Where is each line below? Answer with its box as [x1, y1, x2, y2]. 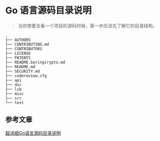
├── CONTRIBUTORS [5, 46, 43, 51]
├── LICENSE [5, 51, 31, 56]
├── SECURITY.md [5, 69, 40, 74]
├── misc [5, 91, 24, 96]
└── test [5, 100, 24, 105]
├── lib [5, 87, 22, 92]
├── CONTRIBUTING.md [5, 42, 50, 47]
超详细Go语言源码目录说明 [5, 130, 61, 136]
